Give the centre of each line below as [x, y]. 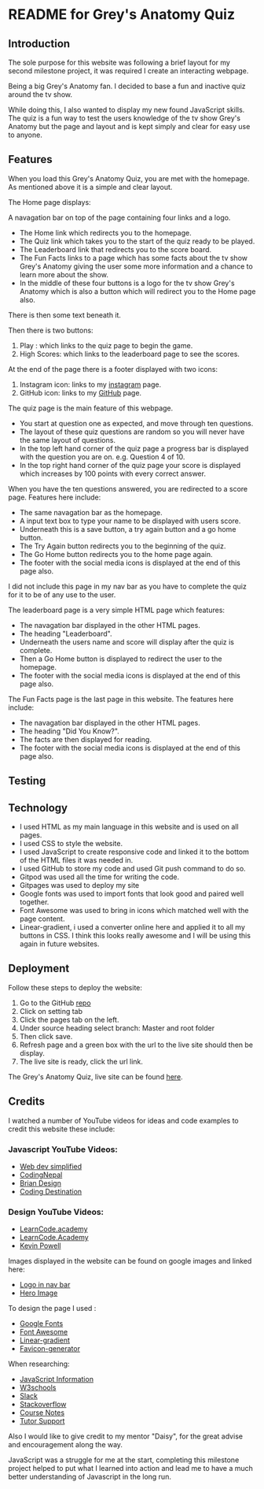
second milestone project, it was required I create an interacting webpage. [128, 71]
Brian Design [40, 1183]
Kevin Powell [40, 1246]
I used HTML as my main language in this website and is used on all [129, 827]
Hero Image [38, 1293]
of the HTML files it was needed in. [76, 860]
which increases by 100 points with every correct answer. [113, 473]
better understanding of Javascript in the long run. [90, 1477]
